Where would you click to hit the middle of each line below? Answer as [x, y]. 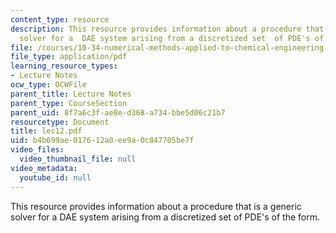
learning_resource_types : [64, 66]
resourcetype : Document [60, 122]
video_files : [37, 150]
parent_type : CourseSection [69, 103]
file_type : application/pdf [69, 57]
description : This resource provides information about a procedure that [167, 29]
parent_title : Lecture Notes [71, 94]
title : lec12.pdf [46, 131]
